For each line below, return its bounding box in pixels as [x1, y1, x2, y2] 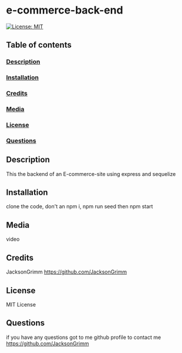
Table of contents [6, 40, 72, 50]
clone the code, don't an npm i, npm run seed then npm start [6, 203, 153, 210]
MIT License [6, 301, 36, 308]
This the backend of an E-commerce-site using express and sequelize [6, 170, 176, 177]
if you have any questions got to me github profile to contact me [6, 334, 161, 341]
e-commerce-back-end [6, 4, 123, 17]
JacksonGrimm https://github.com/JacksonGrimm [6, 268, 127, 275]
